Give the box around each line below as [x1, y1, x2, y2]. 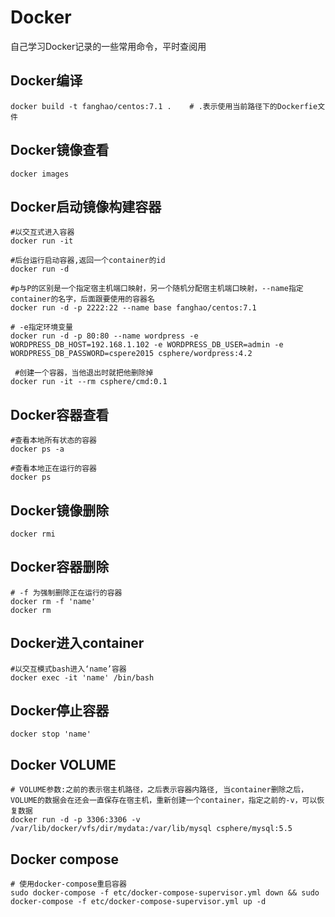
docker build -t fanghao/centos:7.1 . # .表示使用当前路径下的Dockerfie [10, 101, 318, 111]
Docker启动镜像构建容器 [10, 198, 162, 215]
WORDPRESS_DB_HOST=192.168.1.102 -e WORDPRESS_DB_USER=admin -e [10, 340, 284, 350]
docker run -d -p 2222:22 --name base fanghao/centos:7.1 [10, 303, 257, 313]
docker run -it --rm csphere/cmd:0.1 [10, 377, 168, 387]
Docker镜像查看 [10, 142, 110, 159]
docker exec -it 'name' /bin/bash [10, 672, 155, 683]
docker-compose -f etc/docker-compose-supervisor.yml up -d [10, 897, 267, 907]
